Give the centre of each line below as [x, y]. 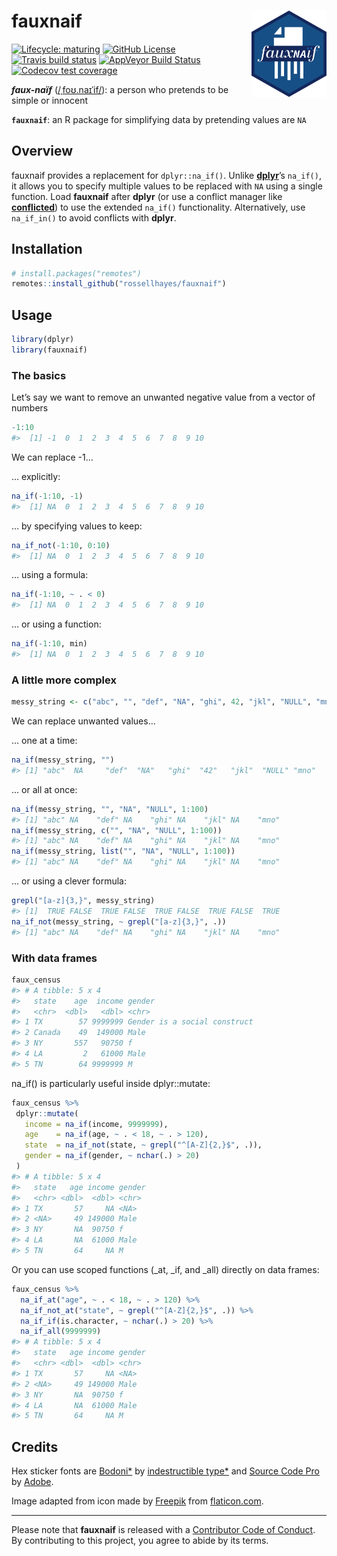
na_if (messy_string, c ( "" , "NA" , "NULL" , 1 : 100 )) [117, 830]
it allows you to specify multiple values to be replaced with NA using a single [167, 186]
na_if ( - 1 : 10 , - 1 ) [47, 496]
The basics [39, 375]
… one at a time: [44, 741]
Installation [47, 249]
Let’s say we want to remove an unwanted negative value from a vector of [163, 397]
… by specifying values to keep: [77, 526]
